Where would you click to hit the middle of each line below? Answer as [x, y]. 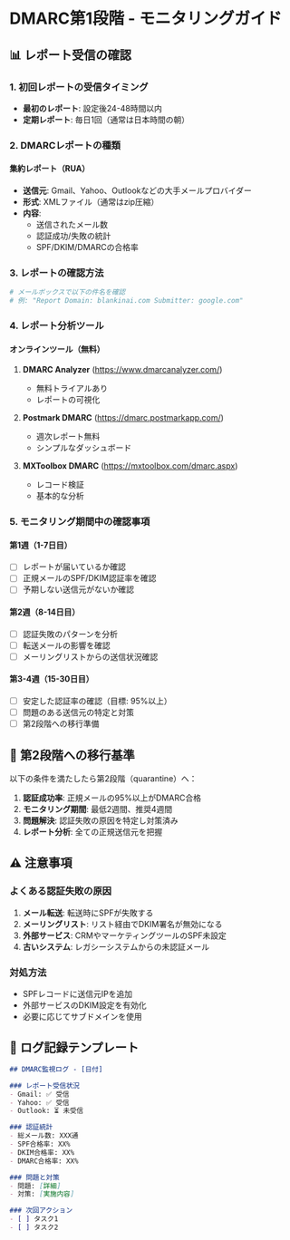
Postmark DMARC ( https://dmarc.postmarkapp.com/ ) [123, 418]
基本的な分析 [60, 496]
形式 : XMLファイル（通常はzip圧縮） [91, 202]
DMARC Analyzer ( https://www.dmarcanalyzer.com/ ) [122, 370]
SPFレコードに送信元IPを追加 [77, 994]
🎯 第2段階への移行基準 [72, 755]
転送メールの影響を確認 [66, 645]
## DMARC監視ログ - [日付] [56, 1069]
